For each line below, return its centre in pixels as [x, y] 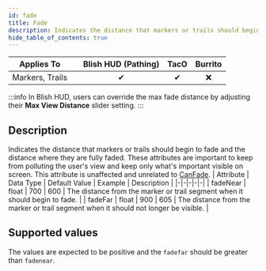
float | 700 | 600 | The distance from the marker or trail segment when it [126, 191]
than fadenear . [32, 260]
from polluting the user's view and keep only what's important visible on [126, 166]
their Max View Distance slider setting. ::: [76, 105]
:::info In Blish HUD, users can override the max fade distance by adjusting [129, 97]
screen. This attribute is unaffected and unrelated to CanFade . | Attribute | [129, 175]
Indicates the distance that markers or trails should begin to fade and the [127, 149]
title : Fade [28, 23]
